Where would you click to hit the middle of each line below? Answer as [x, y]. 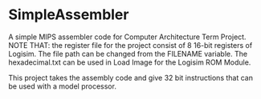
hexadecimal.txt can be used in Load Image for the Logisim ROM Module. [130, 62]
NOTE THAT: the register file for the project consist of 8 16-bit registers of [130, 45]
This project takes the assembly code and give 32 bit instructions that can [130, 77]
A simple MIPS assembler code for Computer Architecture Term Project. [127, 37]
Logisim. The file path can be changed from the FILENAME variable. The [128, 53]
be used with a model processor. [62, 86]
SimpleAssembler [69, 15]
